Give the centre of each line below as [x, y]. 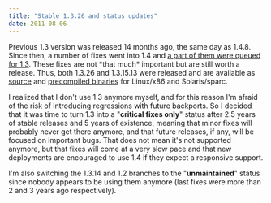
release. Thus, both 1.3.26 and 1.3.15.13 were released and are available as [132, 72]
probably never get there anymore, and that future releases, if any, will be [131, 132]
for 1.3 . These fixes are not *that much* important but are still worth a [125, 64]
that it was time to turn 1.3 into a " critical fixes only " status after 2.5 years [132, 114]
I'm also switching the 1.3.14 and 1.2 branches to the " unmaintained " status [134, 173]
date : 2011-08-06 [38, 24]
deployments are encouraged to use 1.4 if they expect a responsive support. [136, 157]
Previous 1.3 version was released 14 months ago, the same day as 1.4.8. [130, 46]
